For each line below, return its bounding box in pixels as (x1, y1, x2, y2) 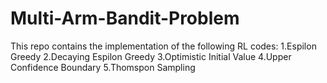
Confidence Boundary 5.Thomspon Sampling (10, 61, 196, 73)
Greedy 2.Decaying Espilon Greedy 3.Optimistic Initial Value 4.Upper (10, 50, 292, 62)
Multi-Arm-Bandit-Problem (10, 7, 240, 30)
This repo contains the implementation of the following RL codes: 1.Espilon (10, 40, 317, 52)
